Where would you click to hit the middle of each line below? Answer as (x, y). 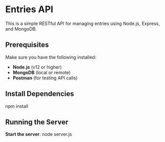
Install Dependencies (40, 94)
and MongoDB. (21, 29)
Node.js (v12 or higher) (37, 67)
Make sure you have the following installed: (51, 57)
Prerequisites (27, 45)
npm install (17, 106)
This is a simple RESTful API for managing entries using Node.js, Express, (82, 23)
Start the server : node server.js (39, 134)
